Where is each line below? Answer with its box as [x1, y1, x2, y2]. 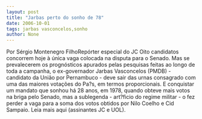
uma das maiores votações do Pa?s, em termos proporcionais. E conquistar [6, 80, 195, 88]
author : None [6, 32, 39, 38]
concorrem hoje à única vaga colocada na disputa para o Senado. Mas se [6, 55, 190, 62]
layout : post [6, 8, 39, 15]
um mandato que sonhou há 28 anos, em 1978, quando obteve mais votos [6, 87, 191, 94]
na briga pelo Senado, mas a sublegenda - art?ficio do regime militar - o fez [6, 93, 195, 101]
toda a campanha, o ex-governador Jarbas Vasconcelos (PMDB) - [6, 67, 171, 75]
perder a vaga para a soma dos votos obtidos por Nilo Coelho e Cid [6, 100, 174, 107]
